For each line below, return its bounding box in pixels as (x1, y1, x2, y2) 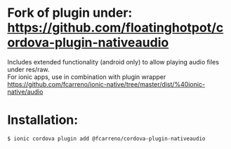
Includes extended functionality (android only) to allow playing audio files (7, 57, 220, 66)
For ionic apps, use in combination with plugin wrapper (7, 72, 166, 81)
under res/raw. (7, 65, 50, 73)
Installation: (7, 112, 79, 128)
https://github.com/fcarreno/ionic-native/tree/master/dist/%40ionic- (7, 80, 206, 88)
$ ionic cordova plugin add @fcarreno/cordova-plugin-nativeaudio (7, 135, 206, 142)
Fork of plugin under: (7, 5, 133, 21)
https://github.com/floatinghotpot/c (7, 20, 224, 36)
